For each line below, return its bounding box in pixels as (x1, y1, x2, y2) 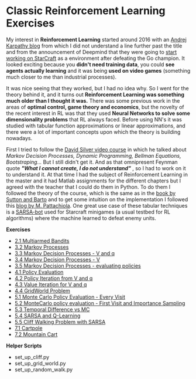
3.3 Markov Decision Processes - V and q (14, 249, 115, 256)
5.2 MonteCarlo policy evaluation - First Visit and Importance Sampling (14, 299, 185, 306)
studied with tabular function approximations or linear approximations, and (6, 122, 185, 129)
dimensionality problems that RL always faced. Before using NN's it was (6, 116, 183, 123)
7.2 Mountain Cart (14, 330, 58, 338)
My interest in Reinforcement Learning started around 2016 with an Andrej (6, 36, 187, 43)
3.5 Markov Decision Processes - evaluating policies (14, 262, 142, 269)
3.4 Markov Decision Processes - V (14, 256, 101, 263)
